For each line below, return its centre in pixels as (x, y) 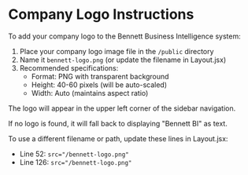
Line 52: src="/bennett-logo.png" (74, 154)
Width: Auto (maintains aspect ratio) (90, 93)
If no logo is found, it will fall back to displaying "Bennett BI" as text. (118, 123)
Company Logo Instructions (101, 15)
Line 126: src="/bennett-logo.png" (76, 162)
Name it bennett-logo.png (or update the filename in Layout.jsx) (123, 60)
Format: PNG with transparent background (100, 76)
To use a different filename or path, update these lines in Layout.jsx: (118, 138)
